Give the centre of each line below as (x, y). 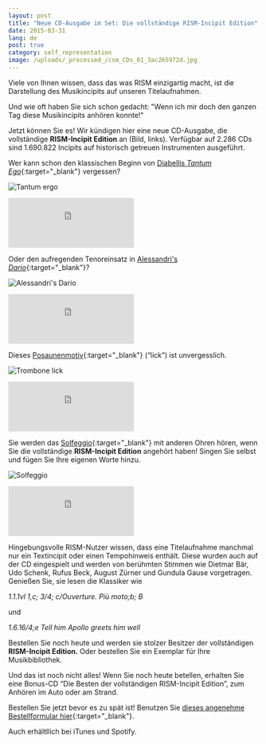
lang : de (23, 38)
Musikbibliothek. (35, 660)
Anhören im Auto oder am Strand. (63, 692)
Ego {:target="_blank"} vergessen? (65, 171)
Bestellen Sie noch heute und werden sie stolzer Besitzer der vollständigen (131, 643)
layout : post (30, 16)
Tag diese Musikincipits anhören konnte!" (76, 115)
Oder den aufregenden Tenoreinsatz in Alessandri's (93, 259)
